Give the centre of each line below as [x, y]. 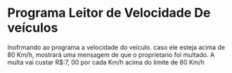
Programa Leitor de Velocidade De [109, 13]
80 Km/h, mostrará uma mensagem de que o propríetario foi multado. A [111, 55]
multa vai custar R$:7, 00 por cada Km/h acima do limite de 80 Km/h [106, 62]
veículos [33, 28]
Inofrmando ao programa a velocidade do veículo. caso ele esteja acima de [116, 47]
